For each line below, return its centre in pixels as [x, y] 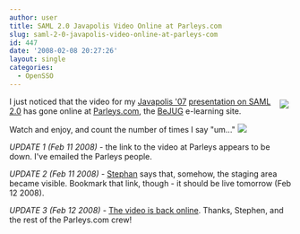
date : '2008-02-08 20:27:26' [64, 51]
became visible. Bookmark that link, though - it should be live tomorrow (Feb [150, 183]
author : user [34, 17]
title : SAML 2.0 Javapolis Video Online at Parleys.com [116, 26]
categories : [31, 68]
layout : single [38, 59]
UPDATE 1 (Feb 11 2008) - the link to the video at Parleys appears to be [140, 147]
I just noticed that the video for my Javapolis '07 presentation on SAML [140, 101]
